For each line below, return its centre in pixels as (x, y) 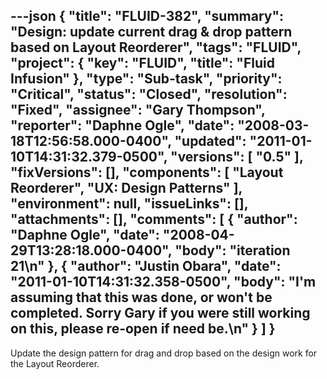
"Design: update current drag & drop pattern (151, 32)
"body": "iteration (232, 250)
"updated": (210, 141)
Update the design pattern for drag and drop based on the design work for (164, 353)
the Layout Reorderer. (55, 363)
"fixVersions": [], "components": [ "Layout (147, 172)
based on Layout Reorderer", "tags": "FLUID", (156, 47)
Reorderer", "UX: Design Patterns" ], (126, 188)
